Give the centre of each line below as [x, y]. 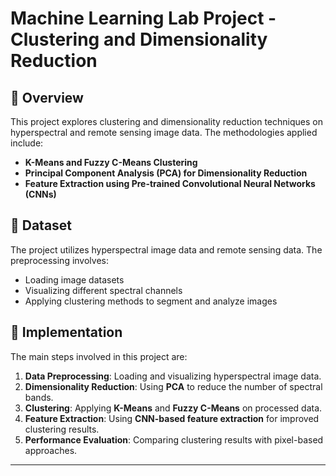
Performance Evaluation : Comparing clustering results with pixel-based [174, 439]
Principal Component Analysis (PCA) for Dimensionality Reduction [166, 173]
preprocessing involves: [59, 260]
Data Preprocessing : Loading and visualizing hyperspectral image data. [173, 376]
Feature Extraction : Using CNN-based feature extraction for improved [172, 418]
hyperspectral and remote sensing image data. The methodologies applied [164, 132]
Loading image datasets [74, 279]
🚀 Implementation [66, 332]
